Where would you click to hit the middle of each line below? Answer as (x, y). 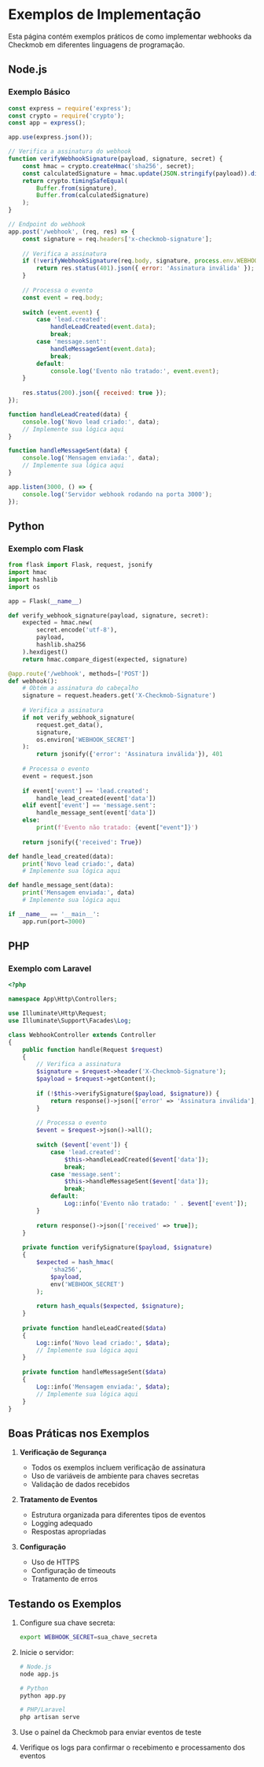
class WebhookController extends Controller (82, 1034)
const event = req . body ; (63, 297)
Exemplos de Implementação (105, 15)
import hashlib (33, 580)
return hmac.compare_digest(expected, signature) (105, 659)
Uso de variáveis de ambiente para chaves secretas (115, 1476)
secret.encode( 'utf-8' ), (77, 630)
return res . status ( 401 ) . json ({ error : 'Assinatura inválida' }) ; (146, 268)
